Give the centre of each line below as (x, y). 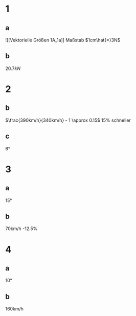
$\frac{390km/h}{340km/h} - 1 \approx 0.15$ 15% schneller (68, 120)
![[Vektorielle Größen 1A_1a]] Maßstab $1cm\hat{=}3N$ (63, 40)
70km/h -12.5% (21, 229)
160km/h (15, 309)
